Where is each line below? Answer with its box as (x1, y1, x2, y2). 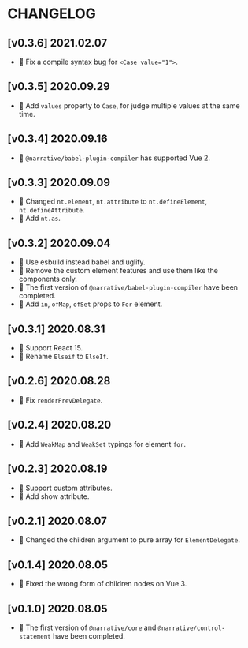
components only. (18, 274, 78, 284)
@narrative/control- (157, 624, 226, 632)
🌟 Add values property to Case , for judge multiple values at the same (18, 100, 241, 110)
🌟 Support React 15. (18, 343, 83, 353)
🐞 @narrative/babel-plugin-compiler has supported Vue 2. (18, 153, 210, 163)
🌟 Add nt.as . (18, 214, 61, 223)
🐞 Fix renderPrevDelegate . (18, 395, 103, 405)
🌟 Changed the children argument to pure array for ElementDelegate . (18, 535, 241, 545)
